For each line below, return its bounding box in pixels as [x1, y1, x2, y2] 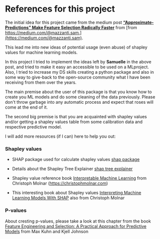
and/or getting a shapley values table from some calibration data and [5, 119, 143, 125]
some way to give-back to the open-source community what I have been [5, 74, 151, 80]
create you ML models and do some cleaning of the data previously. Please [5, 94, 156, 100]
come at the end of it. [5, 104, 48, 110]
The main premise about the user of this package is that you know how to [5, 89, 152, 95]
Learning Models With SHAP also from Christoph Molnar [12, 195, 125, 201]
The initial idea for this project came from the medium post [5, 19, 122, 25]
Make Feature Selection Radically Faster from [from [32, 24, 137, 30]
